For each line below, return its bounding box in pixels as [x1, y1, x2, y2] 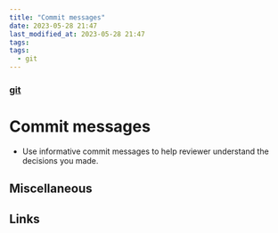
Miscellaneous [9, 181, 93, 197]
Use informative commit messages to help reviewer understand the [21, 146, 269, 157]
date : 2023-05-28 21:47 [9, 21, 98, 30]
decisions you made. [21, 155, 99, 165]
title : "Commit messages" [9, 12, 105, 22]
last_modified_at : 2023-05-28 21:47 [9, 29, 145, 38]
